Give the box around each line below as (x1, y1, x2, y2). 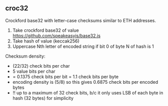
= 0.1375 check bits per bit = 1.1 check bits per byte (12, 73, 119, 80)
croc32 (5, 4, 29, 13)
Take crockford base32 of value (12, 27, 79, 33)
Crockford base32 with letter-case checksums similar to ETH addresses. (5, 17, 156, 23)
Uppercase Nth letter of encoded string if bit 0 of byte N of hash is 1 (12, 43, 154, 49)
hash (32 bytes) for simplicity (12, 95, 74, 101)
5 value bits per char (12, 68, 55, 74)
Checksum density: (5, 53, 45, 59)
